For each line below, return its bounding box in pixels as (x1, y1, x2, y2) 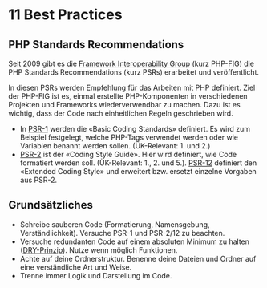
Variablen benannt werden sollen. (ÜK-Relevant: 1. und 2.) (19, 141, 211, 150)
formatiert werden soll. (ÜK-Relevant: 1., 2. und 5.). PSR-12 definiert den (19, 158, 257, 168)
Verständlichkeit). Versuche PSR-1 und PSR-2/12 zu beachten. (19, 228, 225, 237)
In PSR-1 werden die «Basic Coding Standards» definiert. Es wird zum (19, 124, 251, 133)
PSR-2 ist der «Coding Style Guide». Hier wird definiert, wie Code (19, 150, 237, 159)
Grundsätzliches (8, 198, 94, 212)
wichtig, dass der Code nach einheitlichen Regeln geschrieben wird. (8, 108, 234, 118)
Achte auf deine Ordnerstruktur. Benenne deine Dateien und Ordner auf (19, 254, 257, 263)
